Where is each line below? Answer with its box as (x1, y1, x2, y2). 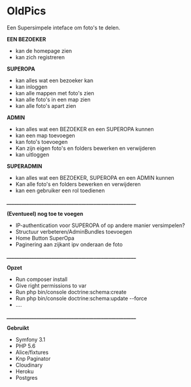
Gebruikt (7, 324, 29, 331)
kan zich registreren (15, 53, 65, 61)
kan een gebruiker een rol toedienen (15, 187, 105, 194)
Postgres (15, 374, 38, 381)
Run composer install (15, 276, 68, 283)
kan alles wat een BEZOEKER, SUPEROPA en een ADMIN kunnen (15, 174, 175, 181)
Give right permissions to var (15, 282, 87, 289)
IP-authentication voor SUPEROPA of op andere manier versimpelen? (15, 222, 186, 229)
